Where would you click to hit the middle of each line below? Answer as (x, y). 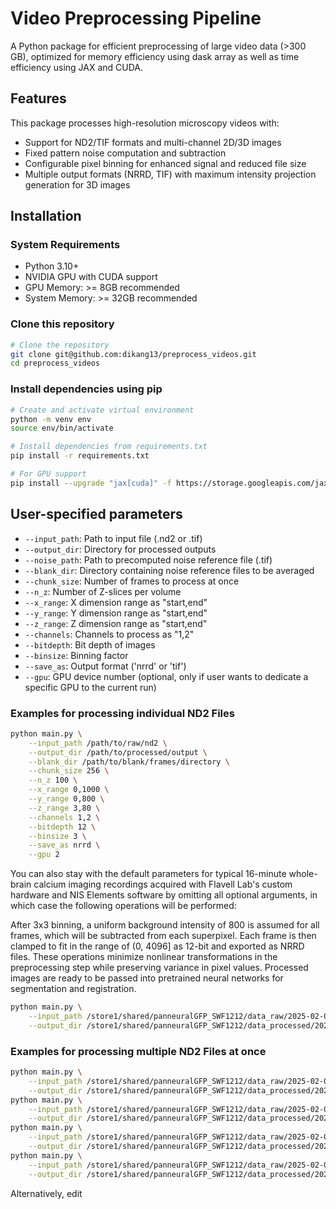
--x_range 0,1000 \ (69, 790)
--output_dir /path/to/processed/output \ (118, 752)
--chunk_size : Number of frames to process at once (132, 581)
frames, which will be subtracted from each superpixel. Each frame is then (163, 936)
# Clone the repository (60, 345)
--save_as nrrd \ (64, 845)
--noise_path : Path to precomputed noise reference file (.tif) (148, 559)
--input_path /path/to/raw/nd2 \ (98, 743)
